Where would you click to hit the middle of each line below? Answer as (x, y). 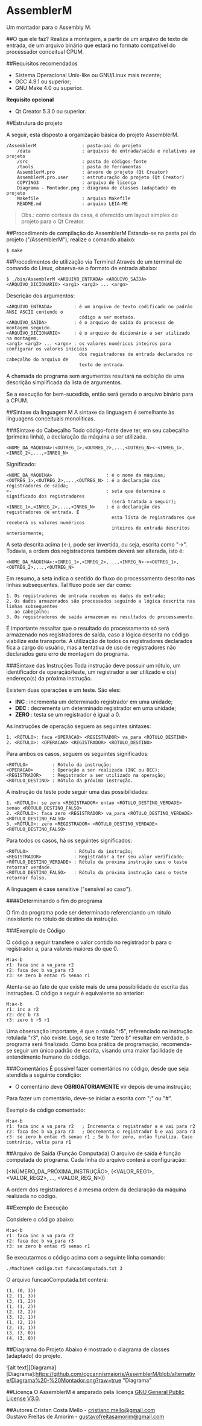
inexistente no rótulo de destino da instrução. (62, 919)
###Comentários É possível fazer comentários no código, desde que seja (97, 1068)
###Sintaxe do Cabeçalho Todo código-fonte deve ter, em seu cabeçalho (97, 430)
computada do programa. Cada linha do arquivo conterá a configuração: (96, 1159)
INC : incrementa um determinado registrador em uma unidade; (94, 702)
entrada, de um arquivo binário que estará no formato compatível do (91, 45)
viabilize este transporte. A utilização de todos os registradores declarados (99, 641)
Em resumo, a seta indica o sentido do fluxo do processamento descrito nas (101, 578)
